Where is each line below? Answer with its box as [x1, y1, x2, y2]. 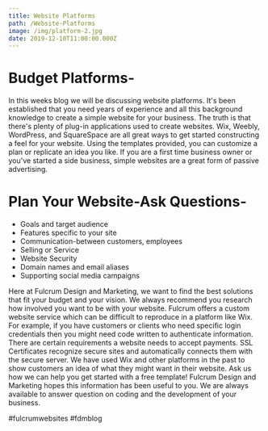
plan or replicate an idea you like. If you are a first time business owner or [8, 147, 253, 157]
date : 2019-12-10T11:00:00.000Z [8, 34, 117, 43]
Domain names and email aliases [19, 262, 129, 272]
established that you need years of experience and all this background [8, 104, 243, 114]
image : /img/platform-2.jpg [8, 27, 103, 35]
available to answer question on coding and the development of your [8, 389, 237, 400]
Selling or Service [19, 245, 79, 255]
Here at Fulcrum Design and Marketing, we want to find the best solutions [8, 287, 253, 296]
